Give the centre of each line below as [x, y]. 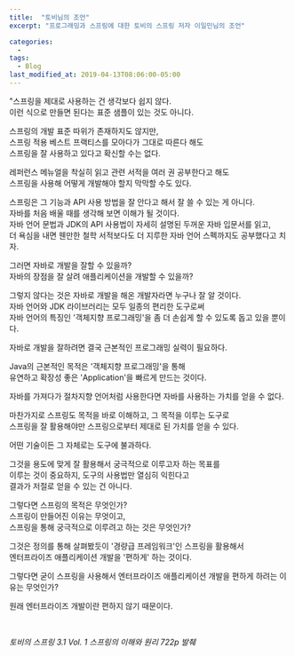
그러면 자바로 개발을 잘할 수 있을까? [71, 265]
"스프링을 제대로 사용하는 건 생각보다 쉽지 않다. [90, 101]
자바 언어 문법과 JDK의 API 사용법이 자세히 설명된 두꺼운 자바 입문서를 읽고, [140, 224]
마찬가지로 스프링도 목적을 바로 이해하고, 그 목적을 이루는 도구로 [120, 415]
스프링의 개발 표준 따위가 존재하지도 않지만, [84, 130]
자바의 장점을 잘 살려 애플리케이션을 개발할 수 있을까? [101, 276]
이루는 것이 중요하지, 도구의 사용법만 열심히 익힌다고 [99, 475]
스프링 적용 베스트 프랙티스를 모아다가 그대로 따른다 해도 [107, 142]
